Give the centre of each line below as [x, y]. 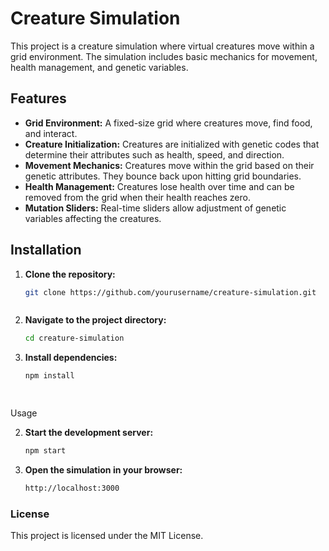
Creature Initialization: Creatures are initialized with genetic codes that [172, 144]
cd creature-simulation [74, 338]
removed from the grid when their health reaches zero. [137, 197]
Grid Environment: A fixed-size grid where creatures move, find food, [168, 123]
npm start [45, 451]
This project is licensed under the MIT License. [107, 536]
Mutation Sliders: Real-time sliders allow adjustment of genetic [155, 208]
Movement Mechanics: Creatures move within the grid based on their [169, 165]
